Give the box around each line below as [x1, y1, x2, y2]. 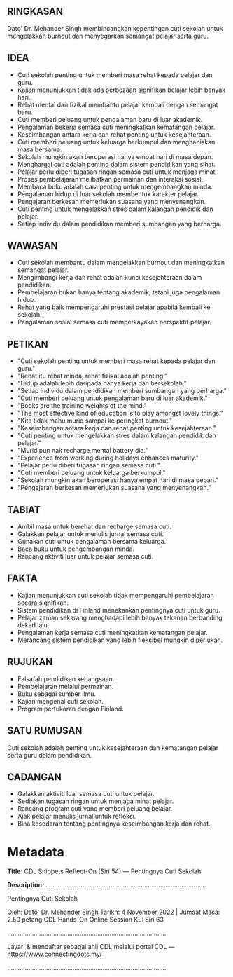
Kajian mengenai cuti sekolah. [17, 697, 104, 705]
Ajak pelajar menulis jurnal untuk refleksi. [17, 812, 136, 821]
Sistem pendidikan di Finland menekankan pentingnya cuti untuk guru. [17, 606, 220, 614]
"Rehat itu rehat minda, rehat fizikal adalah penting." [17, 371, 168, 381]
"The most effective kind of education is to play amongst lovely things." [17, 409, 224, 418]
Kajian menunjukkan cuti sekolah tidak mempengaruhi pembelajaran [17, 591, 215, 599]
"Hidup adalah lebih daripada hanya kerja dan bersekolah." [17, 379, 188, 388]
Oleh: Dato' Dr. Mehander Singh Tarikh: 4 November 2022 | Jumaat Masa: [7, 908, 220, 917]
